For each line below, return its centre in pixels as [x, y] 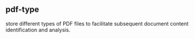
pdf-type [22, 10]
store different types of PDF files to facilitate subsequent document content [97, 23]
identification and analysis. [38, 30]
